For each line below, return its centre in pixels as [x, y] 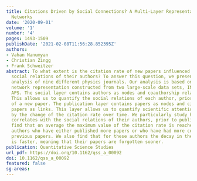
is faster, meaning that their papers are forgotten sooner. [88, 142]
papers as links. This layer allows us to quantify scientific [90, 109]
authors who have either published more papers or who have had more [98, 131]
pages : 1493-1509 [27, 39]
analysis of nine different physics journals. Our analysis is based [98, 82]
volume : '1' [21, 28]
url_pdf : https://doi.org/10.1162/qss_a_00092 [64, 152]
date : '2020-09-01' [30, 22]
